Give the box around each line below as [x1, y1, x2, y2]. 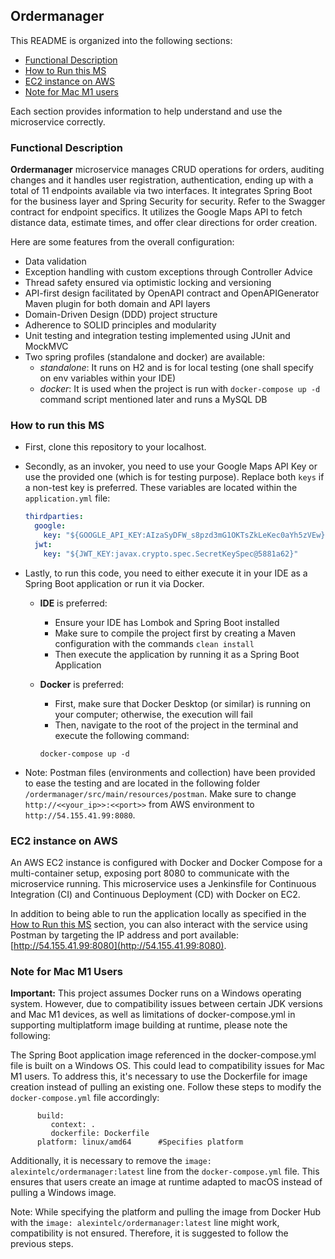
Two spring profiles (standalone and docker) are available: [24, 351, 265, 363]
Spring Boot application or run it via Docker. [24, 577, 205, 589]
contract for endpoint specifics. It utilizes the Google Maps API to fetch [10, 206, 303, 218]
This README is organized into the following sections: [10, 34, 233, 46]
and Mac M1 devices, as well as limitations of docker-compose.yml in [10, 1009, 296, 1021]
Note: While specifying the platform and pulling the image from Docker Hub [10, 1206, 322, 1218]
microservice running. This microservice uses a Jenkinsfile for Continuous [10, 878, 317, 890]
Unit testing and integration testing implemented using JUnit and [24, 330, 291, 342]
